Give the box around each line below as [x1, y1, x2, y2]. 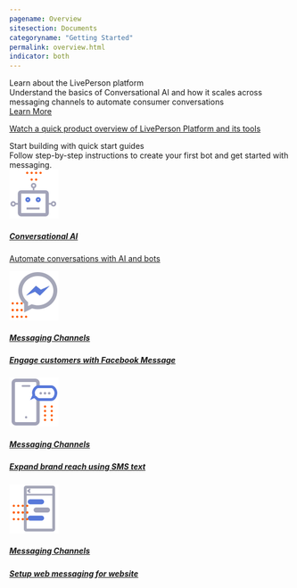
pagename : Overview [9, 14, 82, 23]
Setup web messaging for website [9, 567, 139, 579]
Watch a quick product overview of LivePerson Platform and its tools [9, 123, 261, 134]
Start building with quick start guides [9, 141, 144, 152]
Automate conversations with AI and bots [9, 253, 161, 264]
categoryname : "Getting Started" [9, 33, 134, 42]
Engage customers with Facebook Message [9, 355, 177, 366]
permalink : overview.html [9, 43, 105, 52]
